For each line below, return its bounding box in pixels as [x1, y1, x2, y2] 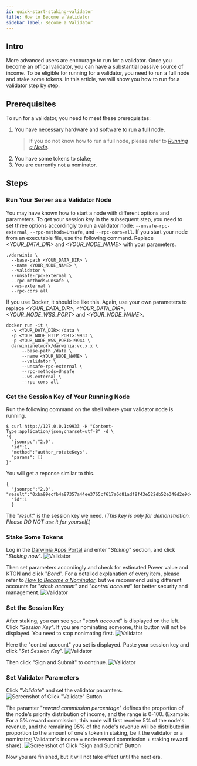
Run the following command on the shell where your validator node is [6, 405, 174, 412]
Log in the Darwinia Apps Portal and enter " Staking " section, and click [6, 547, 175, 554]
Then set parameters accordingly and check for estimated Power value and [6, 564, 189, 571]
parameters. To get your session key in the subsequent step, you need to [6, 215, 183, 222]
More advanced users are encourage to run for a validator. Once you [6, 57, 172, 64]
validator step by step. [6, 82, 60, 89]
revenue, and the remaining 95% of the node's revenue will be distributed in [6, 723, 189, 730]
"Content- [90, 423, 114, 429]
